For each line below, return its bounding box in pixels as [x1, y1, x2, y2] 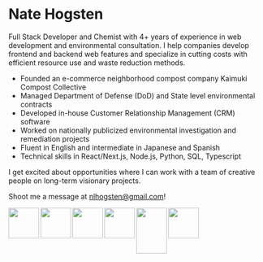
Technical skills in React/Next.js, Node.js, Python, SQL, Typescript [19, 151, 242, 161]
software [19, 116, 50, 126]
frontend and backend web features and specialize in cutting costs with [8, 49, 248, 59]
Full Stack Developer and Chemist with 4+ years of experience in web [8, 32, 242, 41]
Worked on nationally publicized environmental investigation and [19, 125, 237, 135]
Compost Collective [19, 82, 87, 92]
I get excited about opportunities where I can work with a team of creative [8, 167, 256, 177]
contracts [19, 99, 53, 109]
